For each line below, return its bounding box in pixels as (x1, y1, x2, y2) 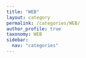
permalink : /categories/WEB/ (6, 20, 81, 26)
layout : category (6, 14, 51, 21)
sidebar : (6, 37, 29, 43)
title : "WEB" (6, 8, 40, 15)
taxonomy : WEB (6, 31, 43, 37)
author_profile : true (6, 25, 62, 32)
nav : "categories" (12, 43, 59, 49)
